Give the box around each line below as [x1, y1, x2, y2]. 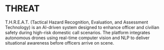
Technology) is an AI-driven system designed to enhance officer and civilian [5, 24, 160, 30]
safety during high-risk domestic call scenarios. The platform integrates [5, 29, 151, 35]
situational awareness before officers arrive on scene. [5, 40, 114, 46]
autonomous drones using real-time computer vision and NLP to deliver [5, 35, 150, 41]
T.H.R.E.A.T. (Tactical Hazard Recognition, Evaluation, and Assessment [5, 19, 148, 25]
